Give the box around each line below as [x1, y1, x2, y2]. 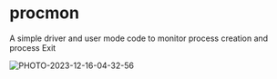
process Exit [9, 42, 56, 53]
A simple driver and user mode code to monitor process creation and [9, 33, 269, 44]
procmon [9, 3, 80, 24]
